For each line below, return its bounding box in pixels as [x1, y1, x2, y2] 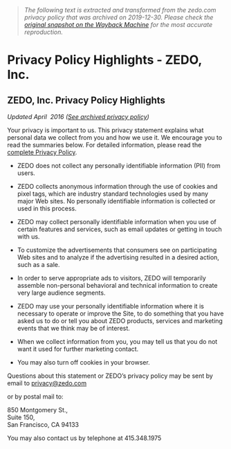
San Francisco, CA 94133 [7, 421, 80, 428]
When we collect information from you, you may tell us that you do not [17, 338, 218, 345]
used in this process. [17, 204, 77, 212]
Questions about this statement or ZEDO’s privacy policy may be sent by [7, 372, 213, 380]
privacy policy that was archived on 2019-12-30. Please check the [24, 13, 214, 21]
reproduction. [24, 28, 64, 36]
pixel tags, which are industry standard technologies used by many [17, 190, 209, 198]
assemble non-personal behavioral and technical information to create [17, 282, 218, 289]
